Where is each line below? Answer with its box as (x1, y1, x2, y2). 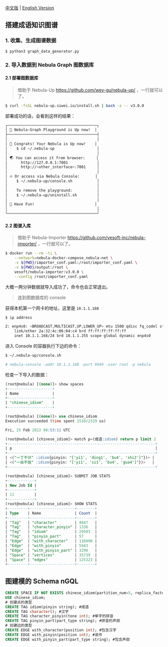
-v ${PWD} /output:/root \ (14, 264, 68, 269)
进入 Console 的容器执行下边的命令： (5, 343, 82, 349)
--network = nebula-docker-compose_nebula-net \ (14, 255, 113, 260)
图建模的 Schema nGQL (5, 577, 79, 585)
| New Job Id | (5, 482, 37, 488)
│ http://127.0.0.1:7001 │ (5, 160, 99, 165)
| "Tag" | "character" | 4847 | (5, 520, 97, 525)
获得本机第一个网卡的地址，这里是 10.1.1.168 (5, 305, 99, 311)
